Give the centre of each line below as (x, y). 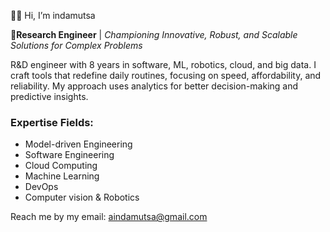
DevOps (41, 187)
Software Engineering (69, 155)
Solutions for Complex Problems (76, 45)
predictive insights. (49, 96)
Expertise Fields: (52, 122)
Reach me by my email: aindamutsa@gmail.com (109, 217)
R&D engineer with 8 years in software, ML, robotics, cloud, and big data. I (163, 64)
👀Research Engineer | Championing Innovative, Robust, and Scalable (154, 34)
